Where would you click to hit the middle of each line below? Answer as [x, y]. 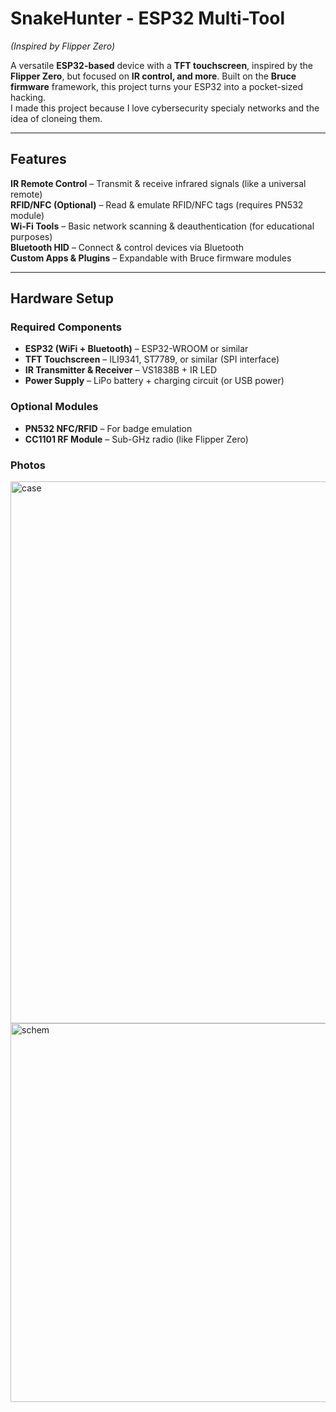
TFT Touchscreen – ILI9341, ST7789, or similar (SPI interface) [152, 359]
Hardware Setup [62, 298]
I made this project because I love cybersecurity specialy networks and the [165, 108]
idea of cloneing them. [56, 118]
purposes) [31, 236]
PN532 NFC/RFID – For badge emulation [108, 428]
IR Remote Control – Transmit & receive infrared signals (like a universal [158, 183]
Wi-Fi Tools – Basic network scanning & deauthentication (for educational [162, 226]
